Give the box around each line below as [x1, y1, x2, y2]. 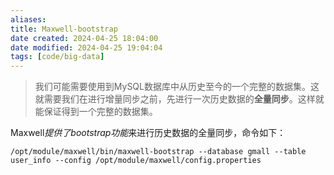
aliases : [10, 14, 47, 25]
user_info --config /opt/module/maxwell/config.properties [10, 156, 262, 166]
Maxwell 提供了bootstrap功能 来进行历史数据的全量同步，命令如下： [10, 127, 287, 139]
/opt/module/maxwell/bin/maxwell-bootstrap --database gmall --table [10, 147, 307, 157]
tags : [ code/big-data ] [10, 52, 105, 62]
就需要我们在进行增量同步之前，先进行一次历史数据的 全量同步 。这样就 [34, 93, 325, 105]
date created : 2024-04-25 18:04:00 [10, 33, 159, 43]
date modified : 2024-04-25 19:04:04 [10, 42, 163, 53]
